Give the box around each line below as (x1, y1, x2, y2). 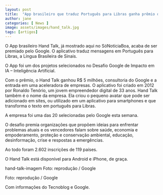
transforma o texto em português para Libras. (5, 103, 96, 109)
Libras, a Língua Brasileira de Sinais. (5, 53, 78, 59)
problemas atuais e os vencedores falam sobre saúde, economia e (5, 127, 138, 132)
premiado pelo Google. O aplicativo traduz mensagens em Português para (5, 48, 154, 54)
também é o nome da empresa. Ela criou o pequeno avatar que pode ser (5, 93, 150, 98)
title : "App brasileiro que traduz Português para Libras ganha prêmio (5, 12, 155, 16)
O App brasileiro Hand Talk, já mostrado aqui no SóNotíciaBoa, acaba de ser (5, 43, 158, 49)
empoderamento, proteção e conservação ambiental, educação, (5, 132, 134, 138)
